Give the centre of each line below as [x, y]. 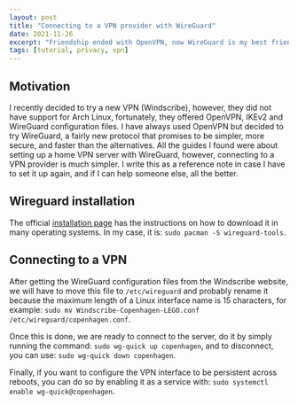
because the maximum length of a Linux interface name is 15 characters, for [148, 300]
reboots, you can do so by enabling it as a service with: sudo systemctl [139, 381]
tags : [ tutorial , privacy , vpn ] [69, 51]
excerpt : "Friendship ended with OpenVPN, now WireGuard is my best [138, 42]
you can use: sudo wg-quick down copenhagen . [92, 354]
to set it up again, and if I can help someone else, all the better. [124, 173]
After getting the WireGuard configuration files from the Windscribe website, [149, 281]
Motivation [40, 86]
